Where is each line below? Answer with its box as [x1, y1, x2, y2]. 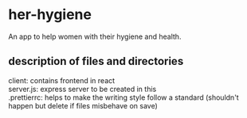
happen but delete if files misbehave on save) [8, 101, 158, 110]
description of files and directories [8, 55, 184, 68]
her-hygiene [8, 6, 92, 24]
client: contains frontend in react [8, 75, 116, 85]
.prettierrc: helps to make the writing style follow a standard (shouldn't [8, 93, 239, 102]
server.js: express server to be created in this [8, 84, 157, 93]
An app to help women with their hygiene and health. [8, 32, 182, 41]
